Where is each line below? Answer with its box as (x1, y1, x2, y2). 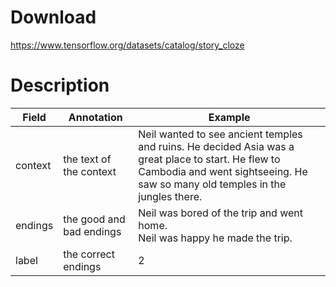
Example (208, 110, 251, 124)
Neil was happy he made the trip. (138, 231, 293, 245)
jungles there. (138, 189, 203, 203)
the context (63, 164, 117, 178)
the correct (63, 247, 115, 261)
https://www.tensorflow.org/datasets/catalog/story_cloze (10, 39, 245, 51)
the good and (63, 212, 126, 226)
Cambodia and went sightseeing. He (138, 164, 308, 178)
